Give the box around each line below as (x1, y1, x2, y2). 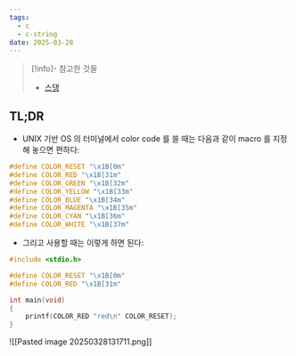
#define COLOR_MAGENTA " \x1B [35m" (9, 204, 138, 213)
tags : (9, 12, 29, 22)
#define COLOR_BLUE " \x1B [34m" (9, 195, 126, 205)
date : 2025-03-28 (9, 37, 74, 47)
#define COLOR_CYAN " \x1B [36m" (9, 212, 126, 221)
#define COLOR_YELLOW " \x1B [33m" (9, 187, 134, 196)
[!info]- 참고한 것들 (30, 63, 98, 74)
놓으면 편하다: (31, 144, 80, 156)
